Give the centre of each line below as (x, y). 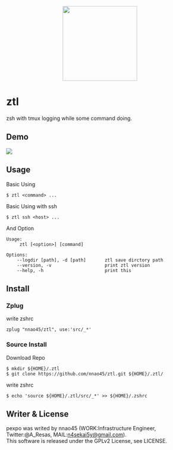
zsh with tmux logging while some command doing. (69, 118)
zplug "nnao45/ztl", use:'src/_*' (49, 330)
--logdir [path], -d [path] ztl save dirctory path (90, 260)
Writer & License (37, 414)
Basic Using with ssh (32, 206)
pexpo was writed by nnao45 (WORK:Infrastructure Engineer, (81, 429)
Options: (17, 255)
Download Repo (26, 357)
